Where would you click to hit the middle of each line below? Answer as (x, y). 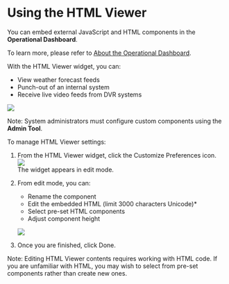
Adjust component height (64, 218)
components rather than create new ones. (67, 273)
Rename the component (62, 197)
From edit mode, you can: (54, 183)
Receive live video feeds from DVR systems (79, 94)
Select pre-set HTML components (76, 211)
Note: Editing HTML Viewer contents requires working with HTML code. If (112, 258)
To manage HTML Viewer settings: (57, 142)
